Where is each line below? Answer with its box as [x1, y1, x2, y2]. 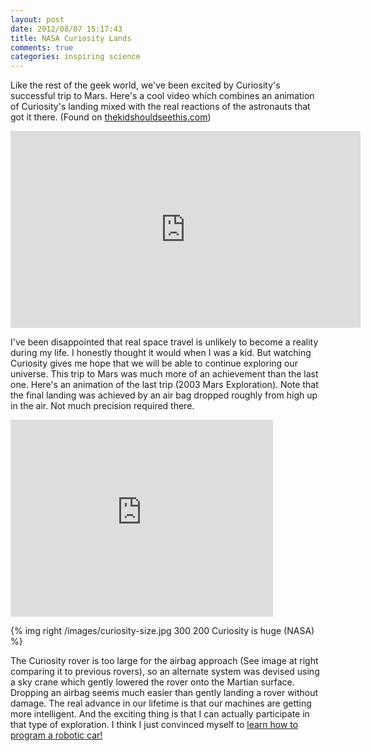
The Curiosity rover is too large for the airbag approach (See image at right [10, 655, 319, 667]
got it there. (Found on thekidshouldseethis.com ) [10, 111, 212, 123]
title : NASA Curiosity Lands [10, 33, 132, 43]
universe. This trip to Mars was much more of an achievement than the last [10, 368, 319, 380]
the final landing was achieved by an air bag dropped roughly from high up [10, 389, 318, 401]
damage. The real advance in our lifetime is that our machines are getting [10, 697, 312, 710]
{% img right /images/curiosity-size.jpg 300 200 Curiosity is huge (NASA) [10, 625, 315, 637]
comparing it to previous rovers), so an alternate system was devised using [10, 666, 320, 678]
